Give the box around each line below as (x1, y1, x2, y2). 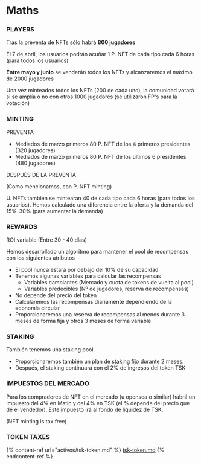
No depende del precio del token (14, 292, 97, 299)
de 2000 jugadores (6, 75, 54, 82)
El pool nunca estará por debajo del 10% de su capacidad (14, 266, 159, 274)
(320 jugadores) (14, 146, 56, 154)
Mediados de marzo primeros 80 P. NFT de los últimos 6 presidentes (14, 153, 187, 160)
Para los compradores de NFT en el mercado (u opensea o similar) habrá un (6, 393, 196, 400)
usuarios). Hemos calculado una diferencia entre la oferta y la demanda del (6, 200, 193, 208)
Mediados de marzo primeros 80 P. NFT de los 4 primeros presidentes (14, 140, 191, 147)
